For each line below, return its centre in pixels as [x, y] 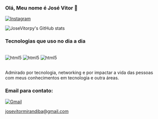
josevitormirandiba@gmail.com [37, 111]
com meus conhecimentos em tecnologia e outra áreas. [62, 78]
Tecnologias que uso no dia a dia [45, 41]
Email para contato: [29, 91]
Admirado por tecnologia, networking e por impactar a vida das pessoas [79, 73]
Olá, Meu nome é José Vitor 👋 [41, 8]
